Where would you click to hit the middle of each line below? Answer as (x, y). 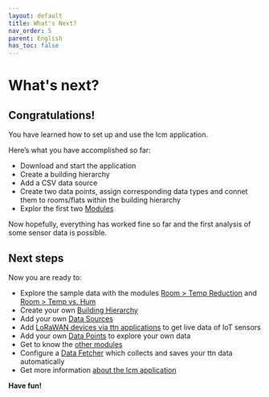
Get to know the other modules (71, 344)
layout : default (35, 16)
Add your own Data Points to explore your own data (105, 336)
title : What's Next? (43, 23)
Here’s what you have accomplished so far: (79, 151)
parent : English (35, 38)
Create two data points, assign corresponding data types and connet (134, 192)
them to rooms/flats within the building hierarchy (100, 200)
